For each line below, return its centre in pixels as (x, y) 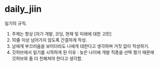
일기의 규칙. (16, 23)
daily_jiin (23, 9)
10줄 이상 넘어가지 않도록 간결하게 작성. (49, 40)
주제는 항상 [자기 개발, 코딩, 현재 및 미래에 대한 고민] (61, 33)
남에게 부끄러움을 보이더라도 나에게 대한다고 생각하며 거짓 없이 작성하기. (80, 46)
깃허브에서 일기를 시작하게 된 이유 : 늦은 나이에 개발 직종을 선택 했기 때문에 (83, 52)
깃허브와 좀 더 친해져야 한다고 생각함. (47, 58)
